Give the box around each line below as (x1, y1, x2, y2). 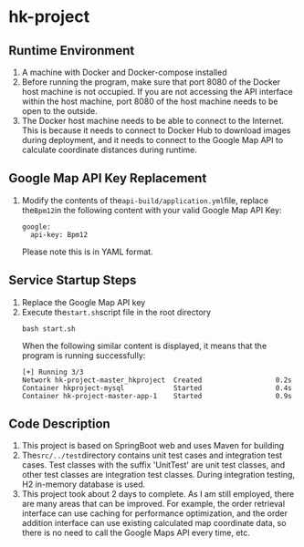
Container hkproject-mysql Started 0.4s (21, 383, 293, 393)
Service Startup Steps (8, 273, 137, 288)
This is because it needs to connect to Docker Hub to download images (21, 125, 291, 136)
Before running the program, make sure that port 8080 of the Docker (21, 77, 280, 88)
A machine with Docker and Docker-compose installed (21, 67, 227, 77)
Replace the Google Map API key (21, 296, 146, 307)
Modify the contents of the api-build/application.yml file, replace (21, 194, 268, 206)
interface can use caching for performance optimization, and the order (21, 508, 288, 519)
